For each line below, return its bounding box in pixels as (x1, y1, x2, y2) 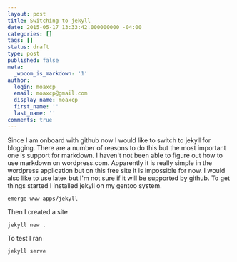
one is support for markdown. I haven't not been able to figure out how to (7, 151, 223, 159)
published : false (7, 57, 59, 64)
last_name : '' (14, 110, 56, 117)
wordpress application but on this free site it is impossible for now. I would (7, 166, 226, 174)
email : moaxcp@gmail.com (14, 90, 88, 97)
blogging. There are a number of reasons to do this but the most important (7, 143, 226, 152)
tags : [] (7, 37, 34, 44)
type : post (7, 51, 40, 58)
